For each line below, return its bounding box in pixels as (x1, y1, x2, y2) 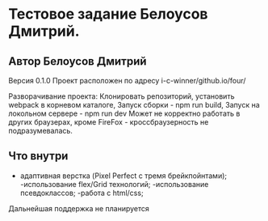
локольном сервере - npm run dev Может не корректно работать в (8, 108, 241, 118)
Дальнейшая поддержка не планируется (8, 203, 149, 213)
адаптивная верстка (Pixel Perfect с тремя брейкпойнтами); (19, 171, 228, 181)
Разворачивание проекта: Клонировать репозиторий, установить (8, 91, 235, 101)
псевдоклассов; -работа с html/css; (19, 188, 144, 198)
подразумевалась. (8, 126, 73, 135)
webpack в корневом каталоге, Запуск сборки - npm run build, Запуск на (8, 100, 260, 109)
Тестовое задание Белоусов (8, 5, 208, 23)
